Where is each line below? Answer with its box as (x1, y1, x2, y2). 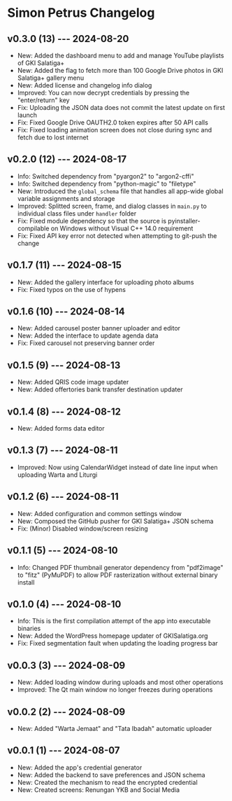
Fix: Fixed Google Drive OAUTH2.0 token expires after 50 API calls (17, 118, 208, 127)
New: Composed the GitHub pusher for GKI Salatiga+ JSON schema (17, 517, 214, 525)
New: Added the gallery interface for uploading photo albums (17, 278, 194, 286)
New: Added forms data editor (17, 424, 105, 433)
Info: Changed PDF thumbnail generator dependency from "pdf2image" (17, 563, 224, 571)
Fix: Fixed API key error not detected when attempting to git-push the (17, 231, 217, 239)
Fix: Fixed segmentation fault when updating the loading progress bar (17, 639, 218, 648)
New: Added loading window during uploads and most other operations (17, 678, 224, 687)
